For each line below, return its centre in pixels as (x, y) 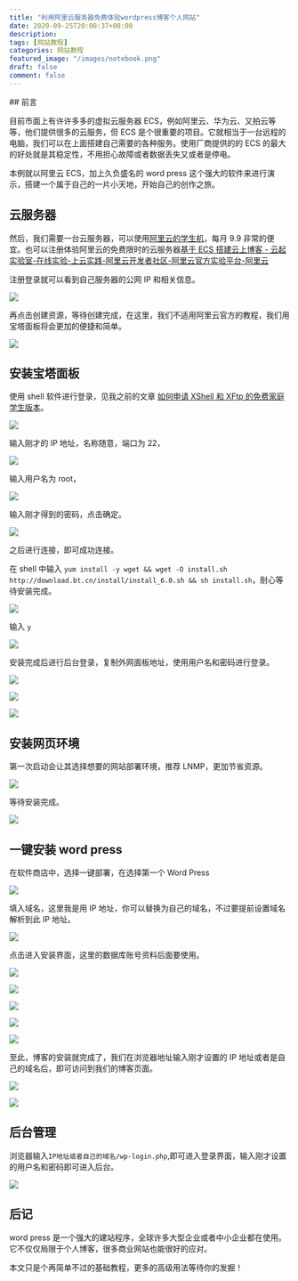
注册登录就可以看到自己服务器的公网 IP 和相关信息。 (105, 279)
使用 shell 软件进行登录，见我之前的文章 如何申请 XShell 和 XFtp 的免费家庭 (147, 396)
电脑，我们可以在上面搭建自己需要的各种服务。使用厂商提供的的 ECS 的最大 (148, 142)
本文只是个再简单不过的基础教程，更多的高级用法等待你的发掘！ (126, 1267)
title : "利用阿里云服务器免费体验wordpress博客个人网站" (105, 17)
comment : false (37, 76)
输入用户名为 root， (45, 479)
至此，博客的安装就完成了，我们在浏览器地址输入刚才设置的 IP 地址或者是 (144, 1057)
